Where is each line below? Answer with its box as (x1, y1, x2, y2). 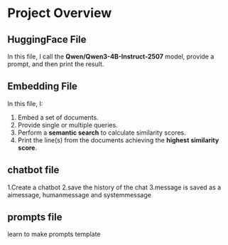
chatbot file (7, 164, 60, 176)
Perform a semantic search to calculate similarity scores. (17, 128, 186, 137)
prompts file (7, 212, 63, 224)
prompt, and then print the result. (7, 60, 104, 68)
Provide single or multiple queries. (17, 120, 119, 129)
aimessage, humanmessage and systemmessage (7, 190, 151, 199)
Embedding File (7, 80, 78, 93)
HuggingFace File (7, 33, 87, 46)
